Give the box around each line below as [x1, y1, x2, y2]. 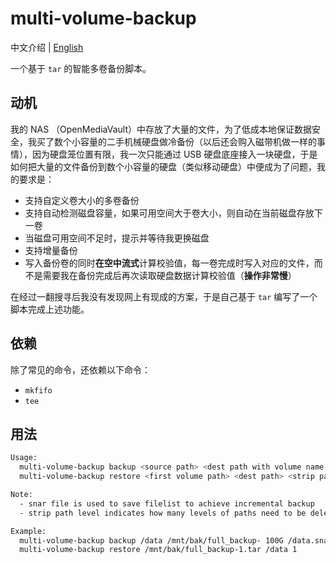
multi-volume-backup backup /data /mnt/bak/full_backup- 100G [19, 535, 284, 546]
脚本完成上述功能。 [10, 303, 90, 315]
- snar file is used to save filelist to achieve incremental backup [19, 498, 315, 509]
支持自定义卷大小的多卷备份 [24, 194, 140, 206]
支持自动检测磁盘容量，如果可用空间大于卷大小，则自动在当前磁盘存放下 [24, 207, 323, 219]
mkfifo [24, 385, 53, 396]
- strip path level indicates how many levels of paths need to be [19, 508, 307, 518]
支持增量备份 [24, 244, 78, 256]
